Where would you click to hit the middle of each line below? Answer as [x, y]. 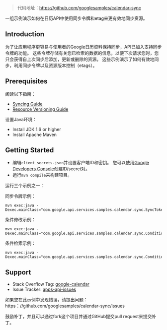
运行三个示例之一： [25, 186]
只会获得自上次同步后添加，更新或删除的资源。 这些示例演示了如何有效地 [80, 59]
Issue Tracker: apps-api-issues [44, 289]
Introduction [25, 34]
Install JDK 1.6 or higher [37, 129]
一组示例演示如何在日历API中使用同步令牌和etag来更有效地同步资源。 [76, 18]
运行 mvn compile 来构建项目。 [42, 175]
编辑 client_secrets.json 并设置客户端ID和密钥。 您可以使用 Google [81, 163]
